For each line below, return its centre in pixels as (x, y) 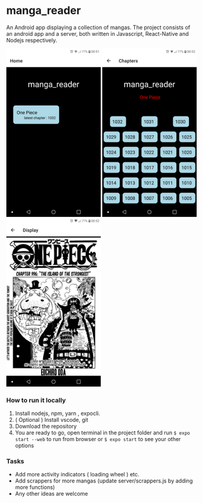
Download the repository (46, 426)
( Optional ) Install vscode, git (52, 420)
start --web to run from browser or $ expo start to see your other (98, 439)
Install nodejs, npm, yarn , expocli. (58, 413)
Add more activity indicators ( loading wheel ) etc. (77, 475)
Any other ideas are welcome (51, 494)
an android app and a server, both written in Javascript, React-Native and (98, 33)
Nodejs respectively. (32, 40)
